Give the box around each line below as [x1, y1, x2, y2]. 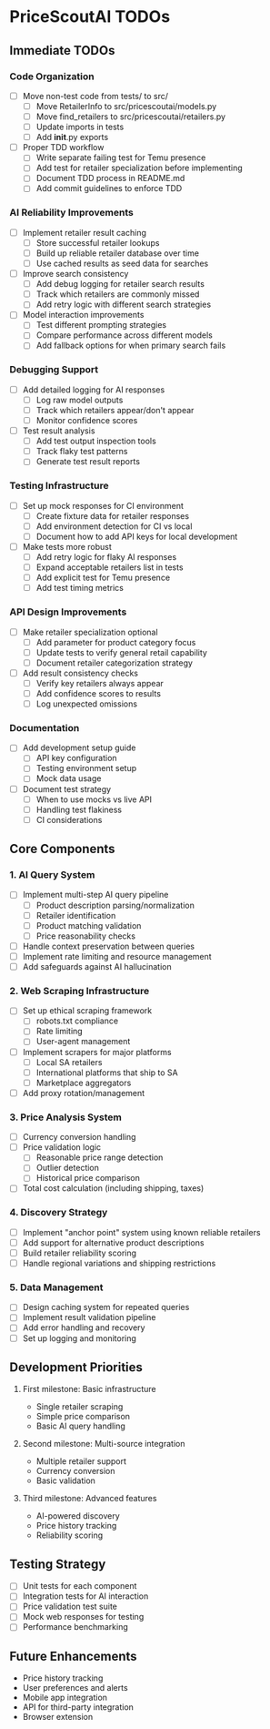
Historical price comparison [35, 1173, 141, 1184]
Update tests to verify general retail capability [35, 646, 207, 657]
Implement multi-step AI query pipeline [22, 890, 169, 900]
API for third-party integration [22, 1702, 135, 1713]
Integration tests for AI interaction [22, 1591, 149, 1602]
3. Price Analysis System [9, 1111, 123, 1124]
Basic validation [35, 1475, 95, 1486]
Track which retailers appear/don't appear [35, 404, 195, 415]
